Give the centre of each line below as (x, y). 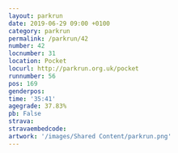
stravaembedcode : (38, 129)
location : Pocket (38, 62)
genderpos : (27, 91)
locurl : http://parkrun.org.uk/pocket (74, 69)
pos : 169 (23, 83)
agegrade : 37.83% (38, 106)
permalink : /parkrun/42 (49, 38)
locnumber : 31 (32, 53)
